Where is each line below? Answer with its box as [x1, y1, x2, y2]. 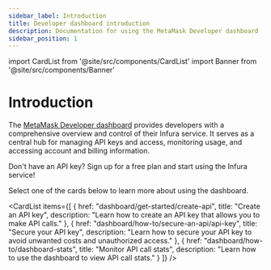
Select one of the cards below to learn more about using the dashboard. [8, 186, 249, 196]
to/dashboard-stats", [8, 244, 78, 255]
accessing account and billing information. [8, 146, 150, 156]
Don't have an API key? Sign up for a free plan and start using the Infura [8, 162, 248, 171]
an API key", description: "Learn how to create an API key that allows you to [8, 210, 260, 220]
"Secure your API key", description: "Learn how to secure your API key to [8, 227, 252, 237]
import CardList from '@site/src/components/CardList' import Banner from [8, 57, 257, 66]
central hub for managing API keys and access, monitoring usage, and [8, 137, 243, 147]
